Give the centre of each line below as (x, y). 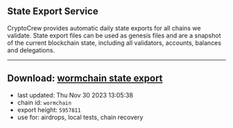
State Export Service (53, 11)
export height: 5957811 (49, 109)
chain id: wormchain (44, 102)
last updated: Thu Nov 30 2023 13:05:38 (75, 95)
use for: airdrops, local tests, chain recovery (80, 117)
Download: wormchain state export (85, 79)
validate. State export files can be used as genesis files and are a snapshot (114, 35)
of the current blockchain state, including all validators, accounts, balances (114, 43)
